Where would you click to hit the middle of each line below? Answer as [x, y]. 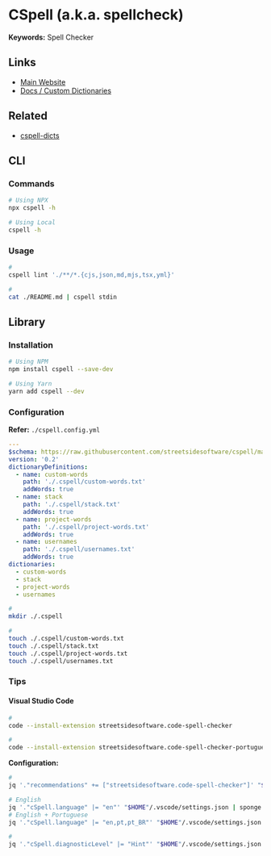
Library [27, 322]
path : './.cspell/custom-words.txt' [85, 482]
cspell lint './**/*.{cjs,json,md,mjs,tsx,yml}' [92, 275]
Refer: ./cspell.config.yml [54, 430]
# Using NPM [28, 362]
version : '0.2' [34, 459]
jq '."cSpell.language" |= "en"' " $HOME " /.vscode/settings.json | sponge [135, 807]
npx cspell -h [32, 208]
